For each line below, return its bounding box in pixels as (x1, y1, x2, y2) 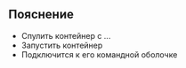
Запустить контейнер (20, 40, 103, 50)
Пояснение (8, 7, 75, 22)
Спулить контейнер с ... (20, 30, 111, 41)
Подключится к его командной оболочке (20, 49, 178, 60)
